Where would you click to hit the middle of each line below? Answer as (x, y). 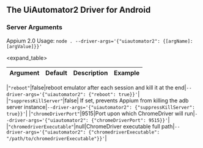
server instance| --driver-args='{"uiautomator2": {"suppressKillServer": (101, 107)
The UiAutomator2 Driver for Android (79, 10)
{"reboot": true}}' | (114, 94)
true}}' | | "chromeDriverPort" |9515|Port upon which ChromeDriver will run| (101, 113)
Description (90, 72)
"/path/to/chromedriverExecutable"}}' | (57, 138)
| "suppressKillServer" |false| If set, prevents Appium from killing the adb (98, 100)
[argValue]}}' (24, 46)
